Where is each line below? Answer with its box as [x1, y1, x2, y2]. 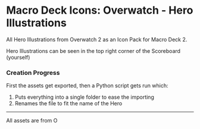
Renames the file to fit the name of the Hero [14, 100, 123, 107]
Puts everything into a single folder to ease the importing [14, 93, 155, 101]
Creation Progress [6, 68, 60, 77]
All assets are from [6, 117, 52, 124]
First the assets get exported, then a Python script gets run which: [6, 82, 168, 89]
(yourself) [6, 54, 30, 61]
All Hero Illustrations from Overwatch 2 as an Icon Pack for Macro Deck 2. [6, 36, 187, 43]
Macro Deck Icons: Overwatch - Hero [6, 4, 193, 17]
